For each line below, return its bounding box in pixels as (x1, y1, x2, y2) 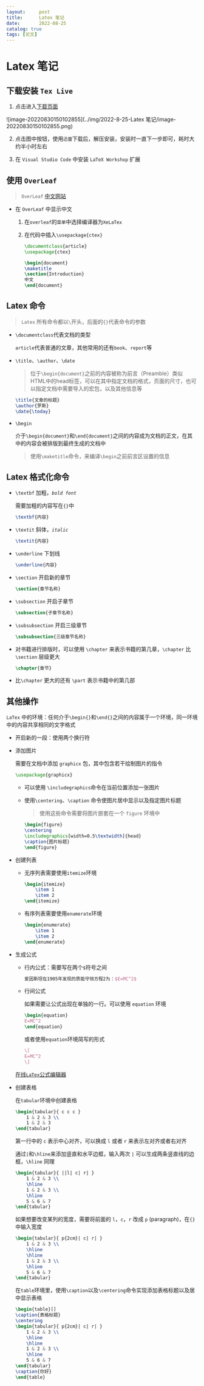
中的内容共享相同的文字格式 (6, 721, 76, 729)
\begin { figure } (24, 822, 63, 828)
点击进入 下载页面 (15, 103, 58, 110)
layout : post (6, 9, 50, 15)
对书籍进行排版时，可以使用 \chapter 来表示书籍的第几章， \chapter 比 (15, 645, 191, 653)
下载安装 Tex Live (6, 86, 73, 96)
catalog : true (6, 26, 42, 32)
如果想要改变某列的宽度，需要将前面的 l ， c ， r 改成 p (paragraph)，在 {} (15, 1216, 195, 1223)
